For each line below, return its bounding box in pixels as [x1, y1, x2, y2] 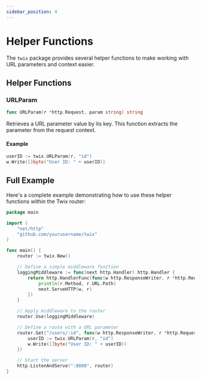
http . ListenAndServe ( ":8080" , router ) [17, 363, 114, 369]
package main [6, 209, 39, 215]
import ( [6, 220, 28, 226]
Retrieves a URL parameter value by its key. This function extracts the [6, 120, 178, 127]
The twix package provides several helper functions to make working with [6, 54, 189, 62]
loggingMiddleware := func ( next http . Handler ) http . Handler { [17, 269, 175, 275]
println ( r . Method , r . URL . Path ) [38, 280, 117, 287]
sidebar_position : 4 [6, 8, 58, 15]
